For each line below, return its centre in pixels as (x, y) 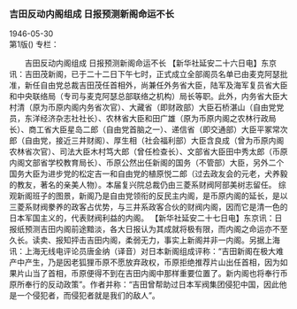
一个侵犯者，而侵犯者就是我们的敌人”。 (88, 296)
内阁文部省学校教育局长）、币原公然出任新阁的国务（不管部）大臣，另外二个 (147, 163)
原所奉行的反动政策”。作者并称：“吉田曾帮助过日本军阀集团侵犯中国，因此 (145, 284)
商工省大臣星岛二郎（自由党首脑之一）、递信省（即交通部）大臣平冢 (150, 129)
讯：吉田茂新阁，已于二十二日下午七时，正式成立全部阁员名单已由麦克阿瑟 (145, 74)
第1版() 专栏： (34, 44)
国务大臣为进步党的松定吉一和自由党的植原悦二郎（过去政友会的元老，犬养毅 (148, 174)
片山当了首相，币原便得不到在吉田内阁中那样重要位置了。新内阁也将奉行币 (152, 274)
